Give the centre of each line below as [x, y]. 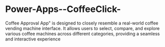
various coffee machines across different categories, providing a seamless [82, 33]
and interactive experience [33, 39]
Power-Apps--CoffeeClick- [63, 9]
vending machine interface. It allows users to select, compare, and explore [82, 28]
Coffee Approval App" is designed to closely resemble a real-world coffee [82, 23]
